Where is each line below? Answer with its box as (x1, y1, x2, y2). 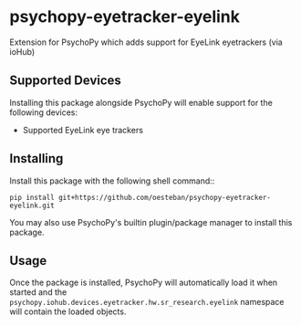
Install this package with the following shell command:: (9, 175, 215, 186)
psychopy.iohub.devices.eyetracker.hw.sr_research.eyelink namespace (9, 297, 285, 308)
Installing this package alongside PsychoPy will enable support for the (9, 97, 274, 108)
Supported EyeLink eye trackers (22, 124, 144, 135)
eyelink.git (9, 201, 55, 210)
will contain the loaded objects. (9, 306, 127, 317)
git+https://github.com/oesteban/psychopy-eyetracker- (57, 193, 272, 202)
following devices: (9, 107, 78, 118)
